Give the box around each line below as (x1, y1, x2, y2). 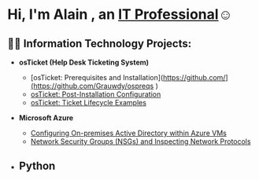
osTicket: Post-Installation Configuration (30, 90, 161, 99)
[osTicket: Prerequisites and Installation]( (30, 73, 164, 82)
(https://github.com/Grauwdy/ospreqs (30, 81, 154, 90)
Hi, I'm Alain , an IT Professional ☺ (7, 6, 233, 24)
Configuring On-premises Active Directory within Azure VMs (30, 128, 228, 138)
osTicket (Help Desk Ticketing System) (18, 57, 150, 67)
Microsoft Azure (18, 113, 74, 123)
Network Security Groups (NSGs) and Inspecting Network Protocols (30, 137, 251, 146)
